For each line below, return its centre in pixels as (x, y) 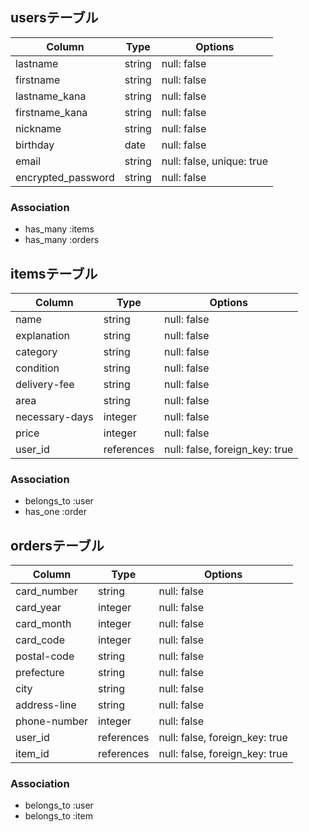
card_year (38, 608)
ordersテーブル (57, 545)
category (36, 351)
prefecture (40, 673)
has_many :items (59, 229)
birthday (35, 145)
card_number (46, 591)
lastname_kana (51, 96)
